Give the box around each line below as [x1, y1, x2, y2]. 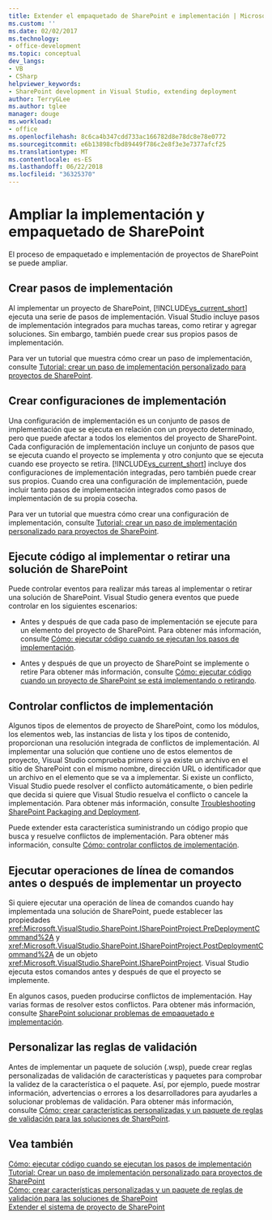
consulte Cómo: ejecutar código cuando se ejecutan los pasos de [19, 634, 240, 644]
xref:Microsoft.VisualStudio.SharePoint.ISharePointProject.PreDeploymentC [8, 924, 261, 933]
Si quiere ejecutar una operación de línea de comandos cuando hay [8, 898, 234, 907]
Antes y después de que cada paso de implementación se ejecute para [19, 617, 257, 627]
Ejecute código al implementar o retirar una [8, 550, 231, 563]
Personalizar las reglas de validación [8, 1041, 198, 1054]
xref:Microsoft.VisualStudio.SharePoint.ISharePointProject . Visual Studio [8, 959, 249, 968]
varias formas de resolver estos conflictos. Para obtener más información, [8, 1000, 256, 1009]
